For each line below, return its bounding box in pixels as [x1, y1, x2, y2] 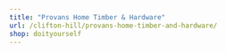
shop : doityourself [9, 29, 82, 38]
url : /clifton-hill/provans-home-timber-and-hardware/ [9, 21, 218, 30]
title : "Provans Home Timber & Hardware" [9, 12, 166, 22]
